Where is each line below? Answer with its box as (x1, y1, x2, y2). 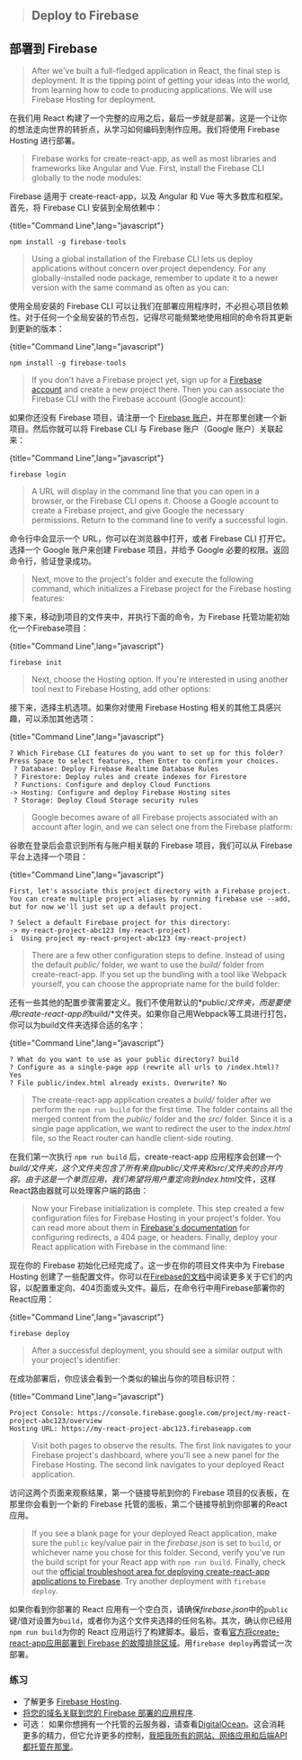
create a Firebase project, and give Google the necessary (31, 505, 244, 516)
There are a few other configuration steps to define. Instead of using (31, 950, 286, 961)
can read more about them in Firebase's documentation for (31, 1222, 250, 1233)
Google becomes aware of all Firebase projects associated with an (31, 812, 279, 823)
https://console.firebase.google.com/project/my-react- (77, 1409, 292, 1418)
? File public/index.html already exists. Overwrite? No (9, 1079, 227, 1088)
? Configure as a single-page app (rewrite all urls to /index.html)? (9, 1063, 280, 1072)
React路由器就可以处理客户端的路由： (9, 1185, 149, 1196)
